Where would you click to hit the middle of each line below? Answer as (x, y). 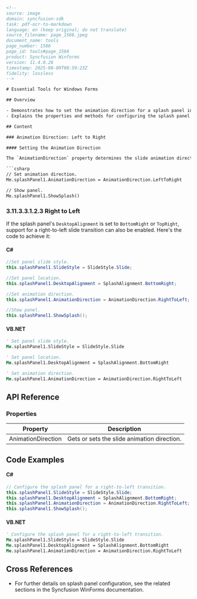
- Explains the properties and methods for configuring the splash (90, 116)
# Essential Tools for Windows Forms (52, 89)
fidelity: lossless (30, 73)
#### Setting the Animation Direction (53, 148)
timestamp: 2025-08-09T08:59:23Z (47, 68)
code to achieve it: (28, 236)
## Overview (21, 100)
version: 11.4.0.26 (30, 62)
